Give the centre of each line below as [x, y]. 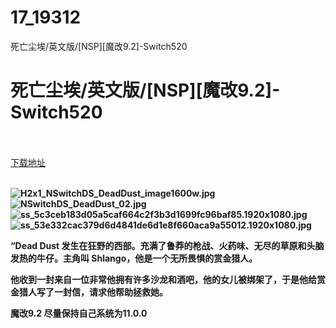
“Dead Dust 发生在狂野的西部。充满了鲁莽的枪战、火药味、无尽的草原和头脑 [167, 245]
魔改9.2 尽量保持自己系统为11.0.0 [79, 313]
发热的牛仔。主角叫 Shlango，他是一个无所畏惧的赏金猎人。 [134, 258]
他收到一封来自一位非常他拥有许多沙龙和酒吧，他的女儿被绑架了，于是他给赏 [168, 279]
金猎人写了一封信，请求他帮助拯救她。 [89, 292]
